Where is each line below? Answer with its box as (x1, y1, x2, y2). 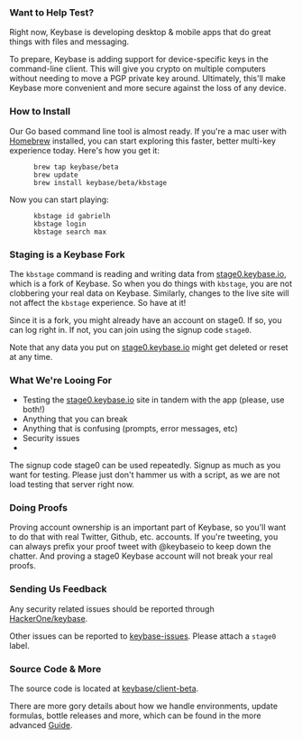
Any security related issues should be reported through (9, 603, 215, 614)
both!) (22, 404, 45, 415)
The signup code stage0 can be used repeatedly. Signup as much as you (9, 460, 281, 471)
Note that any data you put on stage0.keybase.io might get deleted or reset (9, 341, 288, 353)
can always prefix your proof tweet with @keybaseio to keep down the (9, 541, 272, 552)
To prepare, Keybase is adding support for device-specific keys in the (9, 54, 269, 65)
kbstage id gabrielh (32, 211, 111, 220)
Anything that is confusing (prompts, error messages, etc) (22, 423, 239, 434)
